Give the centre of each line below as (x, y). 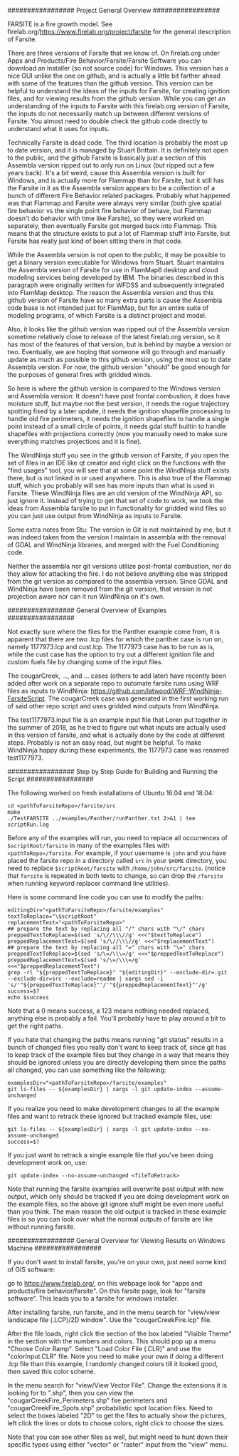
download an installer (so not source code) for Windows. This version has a (118, 68)
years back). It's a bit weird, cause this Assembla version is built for (106, 173)
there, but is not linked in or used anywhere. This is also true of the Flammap (119, 478)
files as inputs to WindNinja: (48, 691)
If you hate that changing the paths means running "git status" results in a (116, 1039)
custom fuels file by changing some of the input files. (85, 662)
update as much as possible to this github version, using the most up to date (119, 360)
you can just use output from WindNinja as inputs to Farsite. (95, 516)
